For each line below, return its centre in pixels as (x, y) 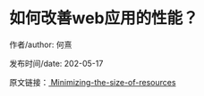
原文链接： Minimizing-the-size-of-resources (93, 82)
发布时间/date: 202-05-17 (56, 63)
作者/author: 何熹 (41, 44)
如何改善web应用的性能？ (104, 18)
